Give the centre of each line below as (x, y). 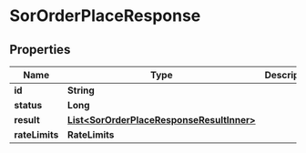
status (28, 105)
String (81, 90)
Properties (40, 50)
